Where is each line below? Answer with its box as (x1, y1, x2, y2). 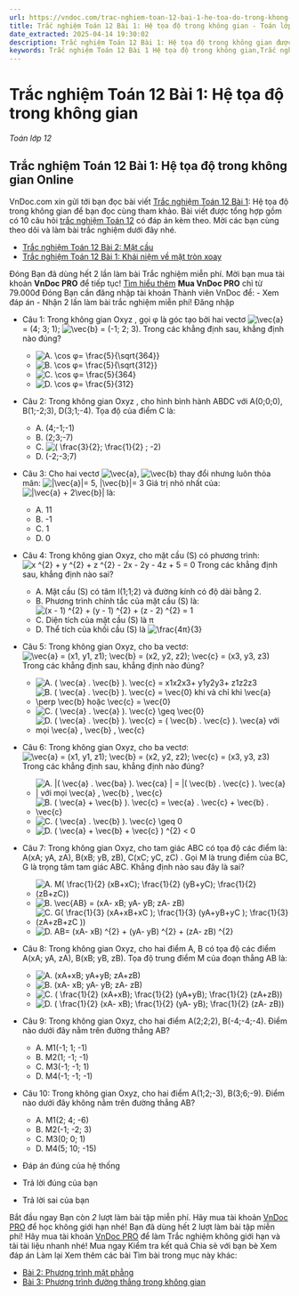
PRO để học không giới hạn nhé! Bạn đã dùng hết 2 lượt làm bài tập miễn (9, 1221, 276, 1232)
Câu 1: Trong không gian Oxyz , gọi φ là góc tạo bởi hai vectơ (21, 313, 246, 325)
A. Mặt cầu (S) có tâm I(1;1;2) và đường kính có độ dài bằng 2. (35, 586, 262, 596)
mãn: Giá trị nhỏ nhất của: (21, 477, 221, 488)
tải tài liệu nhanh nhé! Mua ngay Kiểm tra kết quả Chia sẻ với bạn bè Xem (9, 1240, 278, 1251)
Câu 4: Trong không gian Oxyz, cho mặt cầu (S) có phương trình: (21, 549, 260, 561)
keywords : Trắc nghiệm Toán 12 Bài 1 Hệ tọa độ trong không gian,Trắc (9, 46, 277, 55)
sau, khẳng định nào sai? (21, 569, 114, 579)
